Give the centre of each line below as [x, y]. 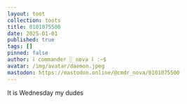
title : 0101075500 [34, 27]
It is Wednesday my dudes [46, 93]
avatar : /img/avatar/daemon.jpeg [56, 66]
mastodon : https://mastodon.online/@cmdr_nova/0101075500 [93, 72]
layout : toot [26, 14]
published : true [31, 40]
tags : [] [20, 46]
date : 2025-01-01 [33, 33]
